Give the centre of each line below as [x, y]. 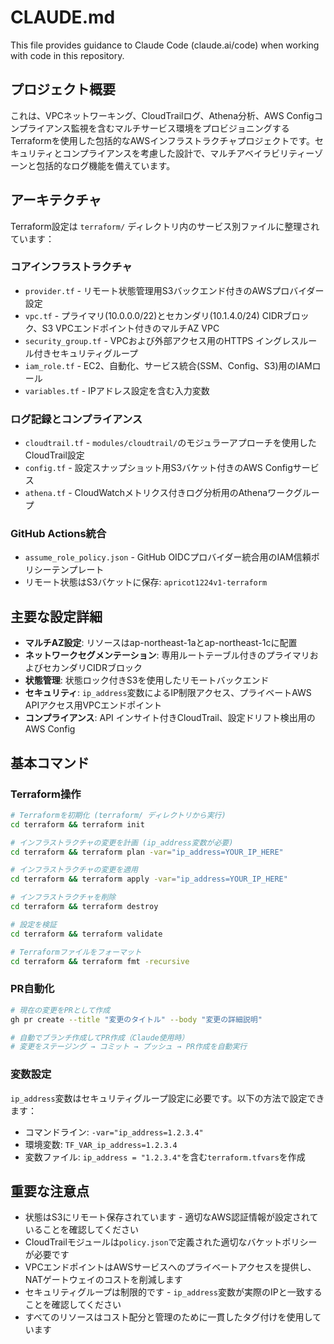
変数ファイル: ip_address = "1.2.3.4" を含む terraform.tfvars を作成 [165, 1157]
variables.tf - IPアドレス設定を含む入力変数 [117, 390]
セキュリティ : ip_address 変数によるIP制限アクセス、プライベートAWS [168, 693]
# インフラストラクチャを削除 [63, 897]
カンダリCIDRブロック [97, 668]
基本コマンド [50, 762]
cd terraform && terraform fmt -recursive [100, 961]
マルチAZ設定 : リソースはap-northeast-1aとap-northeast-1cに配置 [161, 643]
